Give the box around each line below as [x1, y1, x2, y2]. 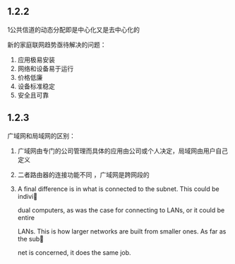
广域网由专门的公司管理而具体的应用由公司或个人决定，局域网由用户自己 [17, 147, 228, 155]
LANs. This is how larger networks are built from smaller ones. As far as [17, 226, 227, 236]
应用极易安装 [17, 55, 55, 64]
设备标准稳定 [17, 81, 55, 91]
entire [17, 213, 35, 222]
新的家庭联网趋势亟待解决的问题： [7, 40, 107, 49]
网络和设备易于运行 [17, 64, 74, 73]
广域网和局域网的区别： [7, 131, 76, 140]
